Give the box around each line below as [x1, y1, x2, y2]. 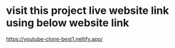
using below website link [6, 16, 129, 29]
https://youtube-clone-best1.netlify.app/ [6, 35, 103, 42]
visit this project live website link [6, 4, 169, 17]
